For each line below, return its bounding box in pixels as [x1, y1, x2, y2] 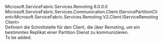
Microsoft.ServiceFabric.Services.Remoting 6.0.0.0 [5, 4, 108, 9]
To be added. [5, 35, 32, 40]
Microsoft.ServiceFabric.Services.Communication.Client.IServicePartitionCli [5, 9, 158, 15]
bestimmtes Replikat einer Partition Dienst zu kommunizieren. [5, 29, 129, 35]
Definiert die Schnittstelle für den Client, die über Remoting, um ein [5, 24, 140, 30]
